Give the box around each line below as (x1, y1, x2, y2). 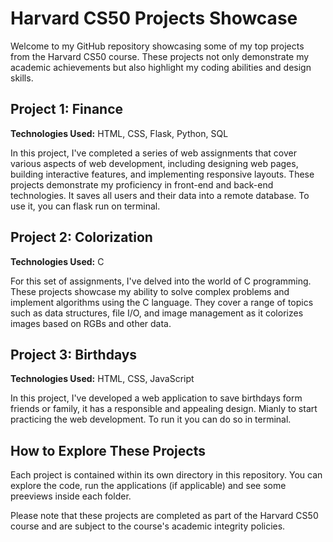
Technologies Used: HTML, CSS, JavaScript (10, 373, 195, 385)
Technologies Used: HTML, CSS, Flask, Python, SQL (10, 127, 229, 139)
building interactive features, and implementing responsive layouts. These (10, 168, 315, 180)
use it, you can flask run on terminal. (10, 200, 161, 212)
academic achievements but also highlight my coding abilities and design (10, 61, 312, 73)
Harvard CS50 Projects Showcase (10, 7, 298, 30)
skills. (10, 72, 34, 84)
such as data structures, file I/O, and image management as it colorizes (10, 307, 304, 319)
